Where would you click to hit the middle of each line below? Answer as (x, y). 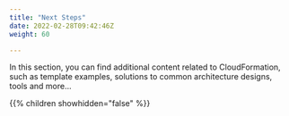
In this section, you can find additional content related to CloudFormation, (145, 67)
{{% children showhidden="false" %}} (80, 104)
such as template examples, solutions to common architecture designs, (141, 77)
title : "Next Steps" (48, 17)
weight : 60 (30, 34)
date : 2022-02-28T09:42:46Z (62, 26)
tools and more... (40, 87)
